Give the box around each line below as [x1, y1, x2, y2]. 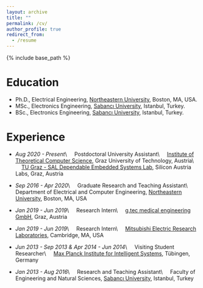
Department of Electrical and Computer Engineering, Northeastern [15, 188, 182, 196]
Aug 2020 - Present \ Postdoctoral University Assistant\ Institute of [15, 150, 194, 158]
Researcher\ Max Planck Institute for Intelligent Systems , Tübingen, [15, 249, 190, 257]
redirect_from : [6, 32, 45, 38]
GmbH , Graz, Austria [15, 213, 68, 220]
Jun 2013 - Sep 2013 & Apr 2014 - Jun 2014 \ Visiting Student [15, 243, 175, 251]
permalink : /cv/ [6, 20, 48, 26]
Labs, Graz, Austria [15, 169, 64, 177]
